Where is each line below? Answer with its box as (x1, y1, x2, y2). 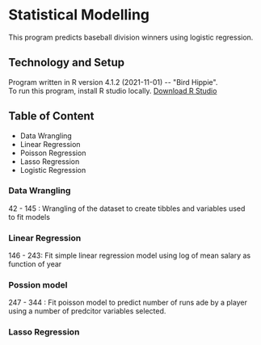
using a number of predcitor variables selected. (8, 306, 166, 316)
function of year (8, 259, 62, 269)
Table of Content (8, 109, 95, 123)
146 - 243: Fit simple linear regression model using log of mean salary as (8, 250, 251, 260)
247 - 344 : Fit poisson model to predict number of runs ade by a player (8, 297, 248, 308)
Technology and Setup (8, 56, 125, 69)
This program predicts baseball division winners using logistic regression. (8, 32, 254, 42)
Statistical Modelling (8, 6, 150, 24)
